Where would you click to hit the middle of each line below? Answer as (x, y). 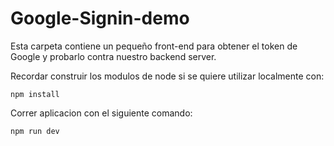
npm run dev (35, 131)
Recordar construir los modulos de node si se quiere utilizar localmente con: (167, 76)
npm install (35, 94)
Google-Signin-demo (100, 18)
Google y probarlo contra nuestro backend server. (113, 56)
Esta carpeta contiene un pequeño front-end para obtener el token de (154, 46)
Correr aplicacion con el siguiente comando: (101, 113)
